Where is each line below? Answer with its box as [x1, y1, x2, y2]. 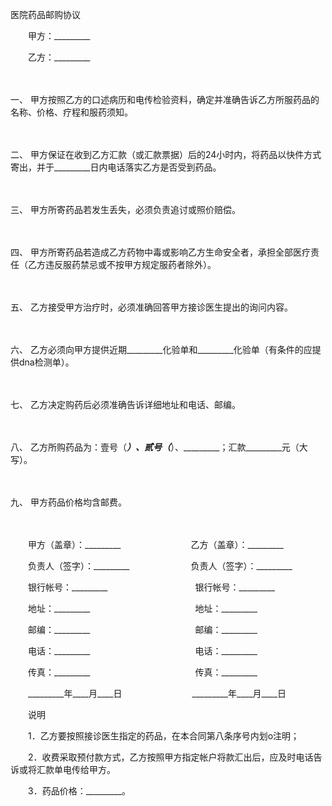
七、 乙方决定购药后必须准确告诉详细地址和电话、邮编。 [10, 399, 241, 410]
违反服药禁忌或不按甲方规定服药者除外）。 [44, 259, 217, 270]
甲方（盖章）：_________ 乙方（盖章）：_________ [27, 539, 284, 550]
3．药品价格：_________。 [27, 785, 132, 797]
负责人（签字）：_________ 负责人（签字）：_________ [27, 560, 293, 572]
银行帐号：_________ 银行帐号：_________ [27, 581, 275, 593]
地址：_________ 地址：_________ [27, 603, 258, 614]
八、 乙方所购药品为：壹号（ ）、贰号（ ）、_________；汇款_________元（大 [10, 441, 308, 453]
